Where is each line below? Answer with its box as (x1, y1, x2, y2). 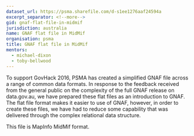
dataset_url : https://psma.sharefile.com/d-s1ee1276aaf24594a (6, 8, 162, 15)
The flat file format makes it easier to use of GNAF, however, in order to (6, 99, 179, 106)
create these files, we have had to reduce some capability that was (6, 105, 169, 112)
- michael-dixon (11, 52, 51, 58)
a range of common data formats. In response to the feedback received (6, 80, 179, 87)
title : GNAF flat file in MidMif (6, 42, 88, 48)
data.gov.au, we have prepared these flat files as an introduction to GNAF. (6, 92, 185, 100)
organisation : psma (6, 36, 54, 42)
